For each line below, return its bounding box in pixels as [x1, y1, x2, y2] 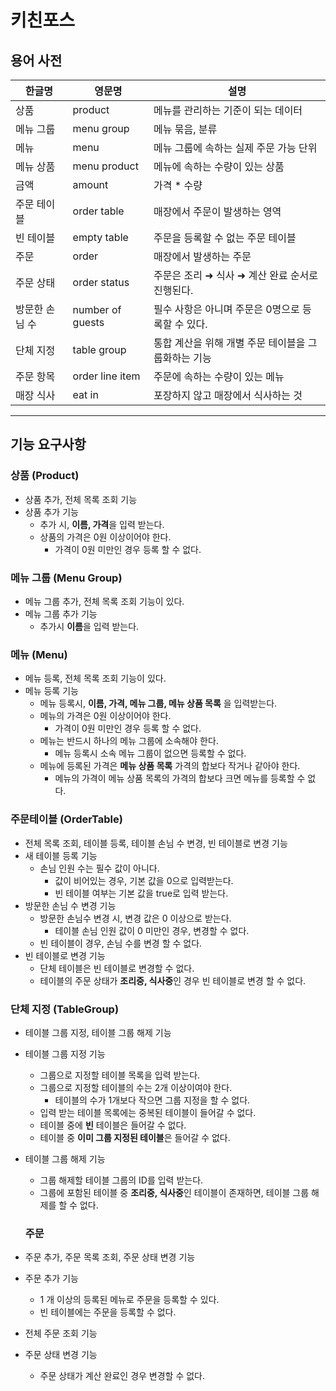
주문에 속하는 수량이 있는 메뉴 [153, 370, 285, 383]
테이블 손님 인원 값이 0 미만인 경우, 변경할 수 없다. [54, 924, 250, 936]
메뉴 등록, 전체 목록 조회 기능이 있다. [24, 672, 167, 685]
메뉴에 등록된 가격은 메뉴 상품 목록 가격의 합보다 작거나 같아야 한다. [39, 760, 301, 772]
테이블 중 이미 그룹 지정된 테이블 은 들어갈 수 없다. [39, 1131, 231, 1143]
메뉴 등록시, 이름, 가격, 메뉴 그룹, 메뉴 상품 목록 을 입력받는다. [39, 697, 278, 710]
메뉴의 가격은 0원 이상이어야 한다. [39, 710, 172, 722]
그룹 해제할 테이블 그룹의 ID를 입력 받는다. [39, 1174, 204, 1186]
